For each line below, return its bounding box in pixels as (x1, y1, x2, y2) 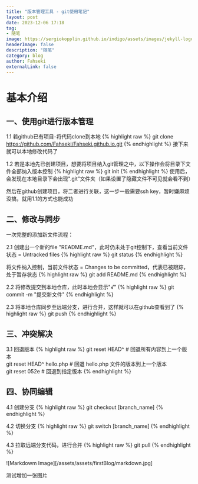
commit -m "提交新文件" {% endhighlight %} (6, 291, 114, 298)
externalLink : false (6, 63, 57, 70)
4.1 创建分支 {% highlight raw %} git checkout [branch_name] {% (6, 404, 164, 411)
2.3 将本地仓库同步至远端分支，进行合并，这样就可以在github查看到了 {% (6, 304, 184, 311)
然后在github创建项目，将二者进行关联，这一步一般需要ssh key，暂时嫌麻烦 (6, 188, 190, 195)
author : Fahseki (6, 58, 46, 64)
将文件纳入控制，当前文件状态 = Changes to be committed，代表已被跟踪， (6, 264, 189, 271)
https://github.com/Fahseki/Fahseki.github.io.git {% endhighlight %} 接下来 (6, 140, 189, 148)
